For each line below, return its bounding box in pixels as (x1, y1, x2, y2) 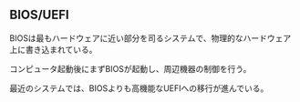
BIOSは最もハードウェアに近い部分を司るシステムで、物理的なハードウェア (9, 32, 292, 44)
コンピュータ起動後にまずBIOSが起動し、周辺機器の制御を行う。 (9, 63, 252, 74)
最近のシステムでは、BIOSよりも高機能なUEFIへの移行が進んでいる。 (9, 82, 269, 94)
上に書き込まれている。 (9, 44, 98, 55)
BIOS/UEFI (9, 7, 70, 23)
